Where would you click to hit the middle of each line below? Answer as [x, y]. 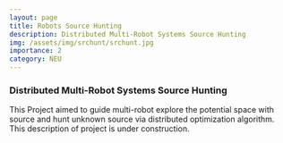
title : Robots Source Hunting [66, 26]
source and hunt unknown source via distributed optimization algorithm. [142, 119]
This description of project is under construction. [99, 129]
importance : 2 [36, 51]
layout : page [34, 17]
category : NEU [36, 59]
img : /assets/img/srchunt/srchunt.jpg [81, 42]
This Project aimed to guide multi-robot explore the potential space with [142, 110]
